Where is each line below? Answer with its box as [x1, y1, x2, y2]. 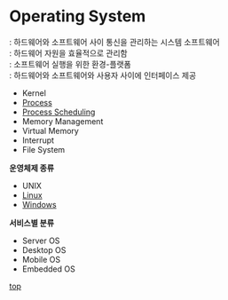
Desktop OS [21, 244, 67, 255]
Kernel [21, 87, 47, 99]
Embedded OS [21, 264, 75, 274]
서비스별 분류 [9, 217, 55, 228]
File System [21, 144, 66, 154]
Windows [21, 199, 57, 209]
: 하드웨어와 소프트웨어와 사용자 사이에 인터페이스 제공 [9, 69, 197, 81]
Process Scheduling [21, 107, 96, 117]
